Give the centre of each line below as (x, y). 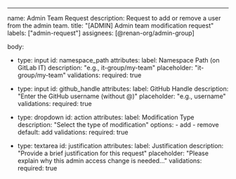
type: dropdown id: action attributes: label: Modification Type (106, 117)
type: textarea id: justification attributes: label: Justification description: (120, 146)
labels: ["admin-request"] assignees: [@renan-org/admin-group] (101, 33)
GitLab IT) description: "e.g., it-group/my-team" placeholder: (105, 68)
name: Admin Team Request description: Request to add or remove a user (114, 18)
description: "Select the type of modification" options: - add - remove (118, 125)
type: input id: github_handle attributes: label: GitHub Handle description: (123, 89)
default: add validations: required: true (73, 132)
